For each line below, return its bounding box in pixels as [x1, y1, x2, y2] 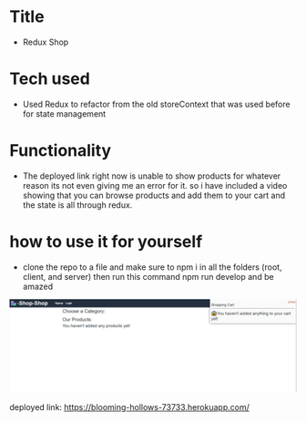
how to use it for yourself [9, 232, 203, 252]
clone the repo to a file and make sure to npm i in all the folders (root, [22, 262, 282, 273]
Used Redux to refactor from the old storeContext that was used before [22, 98, 291, 109]
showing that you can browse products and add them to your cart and [22, 190, 285, 201]
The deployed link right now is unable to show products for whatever [22, 170, 281, 181]
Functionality [9, 140, 112, 161]
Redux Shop [22, 36, 69, 47]
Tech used [9, 68, 91, 89]
